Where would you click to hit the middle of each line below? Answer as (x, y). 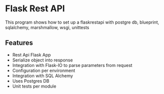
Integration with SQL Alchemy (42, 76)
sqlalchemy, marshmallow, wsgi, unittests (47, 27)
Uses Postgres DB (31, 81)
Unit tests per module (34, 86)
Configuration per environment (44, 70)
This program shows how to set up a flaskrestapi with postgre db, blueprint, (82, 22)
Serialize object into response (42, 60)
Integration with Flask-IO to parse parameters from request (72, 65)
